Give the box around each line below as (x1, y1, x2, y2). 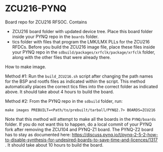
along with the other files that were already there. (12, 54, 111, 60)
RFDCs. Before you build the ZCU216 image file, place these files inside (12, 44, 155, 50)
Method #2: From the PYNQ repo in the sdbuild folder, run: (5, 98, 123, 104)
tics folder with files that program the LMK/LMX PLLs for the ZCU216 (12, 38, 150, 44)
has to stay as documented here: (5, 132, 71, 137)
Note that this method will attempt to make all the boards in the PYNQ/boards (5, 116, 156, 122)
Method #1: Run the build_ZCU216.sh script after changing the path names (5, 73, 153, 79)
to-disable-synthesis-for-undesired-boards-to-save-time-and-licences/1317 (5, 137, 158, 143)
